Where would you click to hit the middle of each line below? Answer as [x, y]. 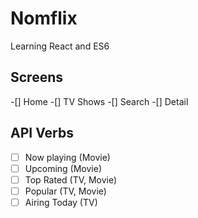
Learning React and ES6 [60, 46]
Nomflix [44, 18]
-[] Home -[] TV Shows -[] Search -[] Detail [99, 101]
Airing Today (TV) [61, 202]
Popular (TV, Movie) [65, 191]
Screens [36, 77]
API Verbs [42, 133]
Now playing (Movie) [67, 157]
